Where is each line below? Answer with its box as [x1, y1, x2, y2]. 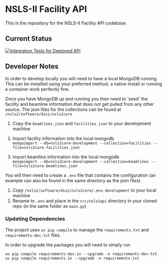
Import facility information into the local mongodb [12, 135, 115, 141]
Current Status [5, 34, 52, 43]
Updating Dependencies [5, 216, 65, 223]
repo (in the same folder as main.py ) [12, 203, 87, 209]
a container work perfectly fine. [5, 86, 70, 92]
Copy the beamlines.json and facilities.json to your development [12, 120, 151, 126]
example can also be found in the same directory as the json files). [5, 177, 142, 183]
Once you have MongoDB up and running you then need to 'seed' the [5, 96, 148, 102]
